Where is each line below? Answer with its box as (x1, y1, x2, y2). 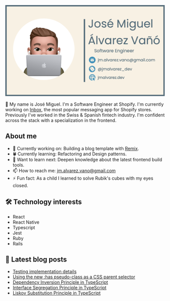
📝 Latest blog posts (5, 255, 67, 264)
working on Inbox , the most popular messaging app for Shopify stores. (5, 106, 153, 112)
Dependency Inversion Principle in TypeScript (12, 279, 108, 285)
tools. (12, 162, 24, 168)
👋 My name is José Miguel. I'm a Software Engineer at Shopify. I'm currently (5, 101, 164, 107)
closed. (12, 182, 28, 188)
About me (5, 132, 37, 141)
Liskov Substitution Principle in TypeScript (12, 290, 101, 296)
